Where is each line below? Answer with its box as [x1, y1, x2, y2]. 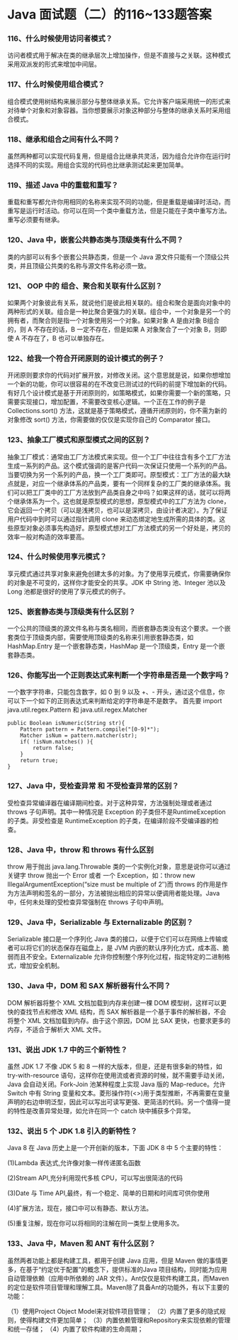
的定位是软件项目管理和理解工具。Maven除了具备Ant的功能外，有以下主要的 [7, 1282, 229, 1291]
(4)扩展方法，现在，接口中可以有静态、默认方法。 [7, 1204, 153, 1213]
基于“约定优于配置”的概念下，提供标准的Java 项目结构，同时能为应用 [25, 1265, 227, 1273]
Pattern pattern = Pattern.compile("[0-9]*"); [20, 726, 160, 733]
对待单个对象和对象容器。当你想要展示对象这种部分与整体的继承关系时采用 [7, 106, 225, 114]
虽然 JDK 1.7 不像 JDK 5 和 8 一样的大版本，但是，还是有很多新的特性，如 [7, 1062, 222, 1071]
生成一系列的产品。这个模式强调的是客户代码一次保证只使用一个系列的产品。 [7, 461, 231, 470]
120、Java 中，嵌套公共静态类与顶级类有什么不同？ [7, 235, 184, 245]
